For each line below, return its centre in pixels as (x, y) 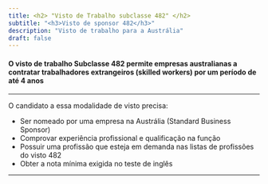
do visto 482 (41, 155)
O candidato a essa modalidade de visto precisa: (89, 106)
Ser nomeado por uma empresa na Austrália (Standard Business (125, 122)
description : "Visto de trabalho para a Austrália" (96, 30)
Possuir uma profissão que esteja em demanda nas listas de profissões (137, 147)
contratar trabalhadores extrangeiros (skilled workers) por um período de (132, 72)
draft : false (30, 38)
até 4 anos (26, 80)
